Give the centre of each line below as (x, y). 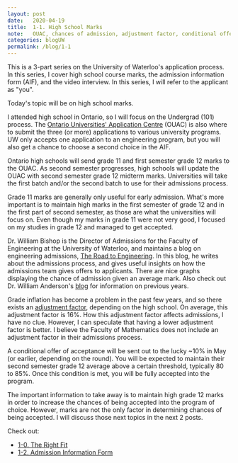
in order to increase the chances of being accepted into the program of (111, 402)
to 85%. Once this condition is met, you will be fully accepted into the (109, 373)
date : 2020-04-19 (36, 21)
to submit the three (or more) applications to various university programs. (114, 132)
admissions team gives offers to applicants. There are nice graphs (104, 271)
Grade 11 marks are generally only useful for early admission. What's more (116, 197)
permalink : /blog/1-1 (39, 47)
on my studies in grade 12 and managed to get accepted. (90, 227)
